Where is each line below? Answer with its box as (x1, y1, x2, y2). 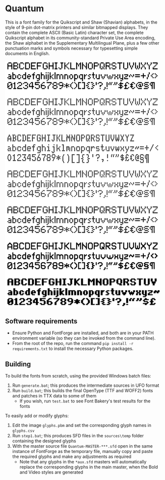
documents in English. (5, 50, 50, 56)
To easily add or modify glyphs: (5, 413, 69, 419)
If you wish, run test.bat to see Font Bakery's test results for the (19, 398, 151, 404)
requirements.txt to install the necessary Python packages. (12, 346, 134, 351)
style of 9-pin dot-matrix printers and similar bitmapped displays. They (5, 24, 148, 30)
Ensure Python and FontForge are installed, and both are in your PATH (12, 330, 154, 336)
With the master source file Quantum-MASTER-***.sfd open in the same (12, 443, 153, 449)
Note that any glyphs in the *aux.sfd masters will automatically (19, 459, 146, 465)
